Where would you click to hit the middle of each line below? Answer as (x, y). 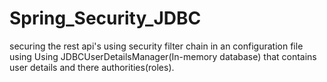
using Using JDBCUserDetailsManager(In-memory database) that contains (163, 56)
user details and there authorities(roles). (92, 67)
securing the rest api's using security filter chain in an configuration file (156, 46)
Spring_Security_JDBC (105, 18)
